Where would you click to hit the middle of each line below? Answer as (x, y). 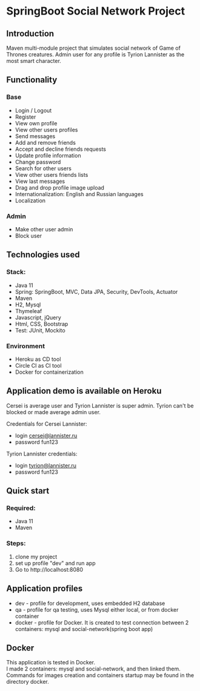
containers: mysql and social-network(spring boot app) (84, 629)
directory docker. (28, 682)
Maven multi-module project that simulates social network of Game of (93, 48)
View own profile (36, 123)
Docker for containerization (49, 372)
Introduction (30, 34)
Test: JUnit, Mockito (40, 330)
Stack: (16, 272)
